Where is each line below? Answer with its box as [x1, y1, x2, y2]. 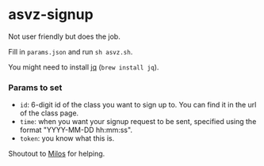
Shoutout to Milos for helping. [8, 149, 105, 159]
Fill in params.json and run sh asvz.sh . [8, 47, 133, 56]
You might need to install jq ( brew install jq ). [8, 62, 159, 72]
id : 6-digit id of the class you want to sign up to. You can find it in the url [19, 100, 257, 110]
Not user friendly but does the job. [8, 32, 121, 41]
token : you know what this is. [19, 134, 115, 143]
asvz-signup [8, 6, 94, 24]
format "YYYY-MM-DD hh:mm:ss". [19, 125, 133, 135]
